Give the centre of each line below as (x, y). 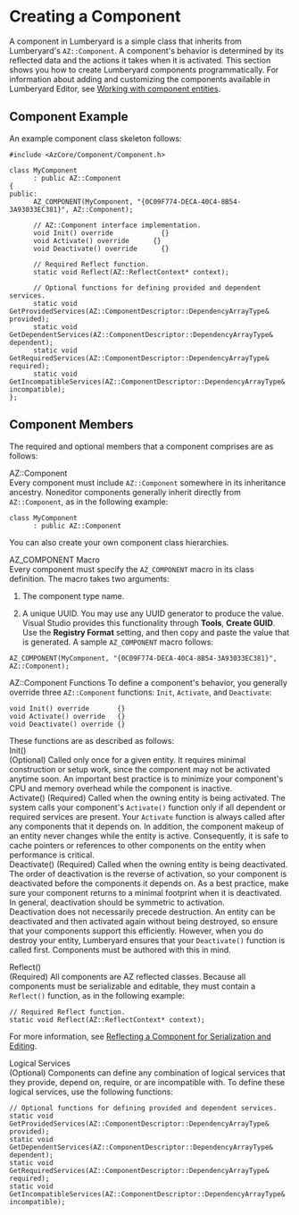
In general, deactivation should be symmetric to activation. (117, 902)
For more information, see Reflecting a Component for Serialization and (140, 1036)
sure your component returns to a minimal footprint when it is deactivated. (146, 892)
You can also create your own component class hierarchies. (119, 542)
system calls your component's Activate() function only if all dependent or (148, 807)
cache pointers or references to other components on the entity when (137, 845)
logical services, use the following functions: (91, 1092)
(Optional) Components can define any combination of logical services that (147, 1072)
